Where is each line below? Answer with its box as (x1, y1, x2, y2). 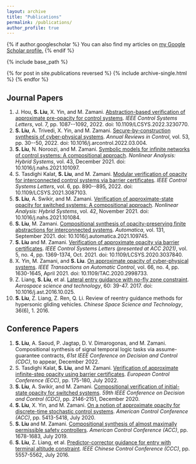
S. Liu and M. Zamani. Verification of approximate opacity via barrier (15, 239, 180, 246)
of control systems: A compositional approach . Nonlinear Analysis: (15, 152, 176, 159)
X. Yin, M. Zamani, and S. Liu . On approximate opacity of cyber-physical (15, 258, 189, 265)
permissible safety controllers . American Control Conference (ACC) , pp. (15, 426, 188, 433)
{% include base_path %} (6, 58, 68, 65)
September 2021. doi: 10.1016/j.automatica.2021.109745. (15, 233, 149, 240)
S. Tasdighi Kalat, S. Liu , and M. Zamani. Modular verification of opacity (15, 171, 187, 178)
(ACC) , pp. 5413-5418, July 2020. (15, 414, 96, 421)
